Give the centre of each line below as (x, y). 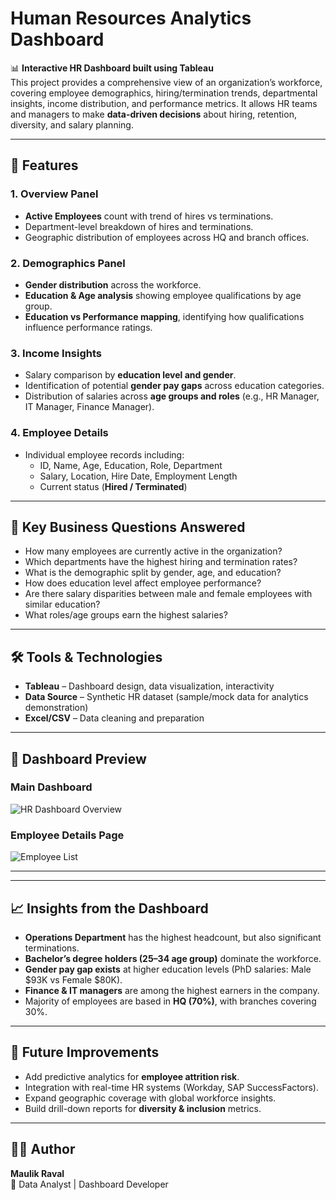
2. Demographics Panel (68, 263)
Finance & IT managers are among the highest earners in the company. (172, 990)
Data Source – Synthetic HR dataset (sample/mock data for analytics (166, 697)
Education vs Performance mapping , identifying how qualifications (164, 316)
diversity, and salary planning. (72, 124)
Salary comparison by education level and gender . (130, 375)
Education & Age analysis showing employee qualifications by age (163, 295)
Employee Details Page (67, 835)
